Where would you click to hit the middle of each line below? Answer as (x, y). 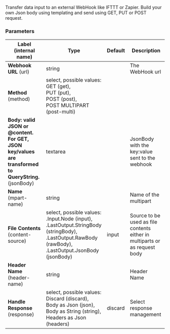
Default (116, 51)
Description (146, 51)
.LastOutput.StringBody (74, 225)
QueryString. (24, 177)
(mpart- (18, 198)
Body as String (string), (73, 311)
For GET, (18, 139)
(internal (25, 51)
